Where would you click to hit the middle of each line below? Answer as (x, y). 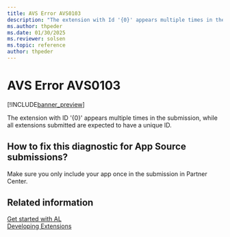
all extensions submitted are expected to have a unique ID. (90, 125)
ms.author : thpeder (35, 26)
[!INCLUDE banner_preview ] (46, 104)
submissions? (38, 157)
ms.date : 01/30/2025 (37, 33)
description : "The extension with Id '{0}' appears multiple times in (110, 20)
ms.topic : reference (37, 45)
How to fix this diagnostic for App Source (97, 147)
